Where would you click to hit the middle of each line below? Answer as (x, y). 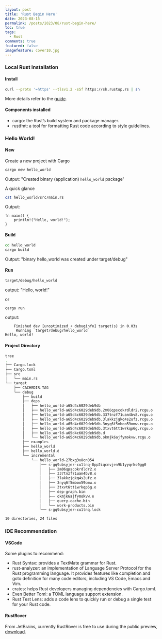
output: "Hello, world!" (27, 290)
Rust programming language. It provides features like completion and (81, 573)
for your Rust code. (31, 604)
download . (16, 632)
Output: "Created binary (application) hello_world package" (65, 179)
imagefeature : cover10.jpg (32, 50)
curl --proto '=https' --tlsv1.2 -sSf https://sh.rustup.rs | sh (72, 89)
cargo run (15, 308)
